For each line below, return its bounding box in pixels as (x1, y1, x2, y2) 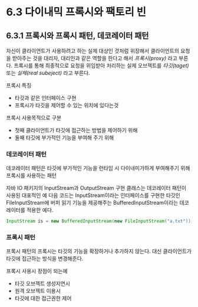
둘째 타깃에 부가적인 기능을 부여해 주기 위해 (14, 134, 114, 141)
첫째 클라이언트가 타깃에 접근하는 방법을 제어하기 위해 (14, 127, 138, 134)
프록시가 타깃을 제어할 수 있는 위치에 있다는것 (14, 102, 119, 109)
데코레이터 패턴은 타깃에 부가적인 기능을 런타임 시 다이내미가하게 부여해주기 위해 (6, 165, 190, 172)
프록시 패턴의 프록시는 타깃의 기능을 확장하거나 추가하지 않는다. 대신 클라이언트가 (6, 248, 192, 255)
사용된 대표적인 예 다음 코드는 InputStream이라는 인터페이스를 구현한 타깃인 (6, 192, 181, 199)
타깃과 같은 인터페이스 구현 (14, 95, 77, 101)
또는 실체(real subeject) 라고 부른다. (6, 69, 90, 76)
